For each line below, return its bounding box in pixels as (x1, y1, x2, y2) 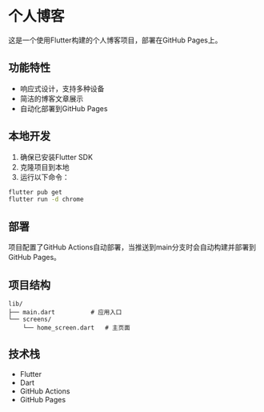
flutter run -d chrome (8, 195, 84, 204)
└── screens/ (8, 315, 52, 323)
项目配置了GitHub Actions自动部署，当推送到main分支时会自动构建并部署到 (8, 242, 257, 252)
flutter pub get (8, 188, 62, 196)
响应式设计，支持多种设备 (19, 83, 105, 93)
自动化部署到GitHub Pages (19, 103, 108, 113)
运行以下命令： (19, 172, 70, 182)
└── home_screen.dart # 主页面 (22, 323, 130, 332)
